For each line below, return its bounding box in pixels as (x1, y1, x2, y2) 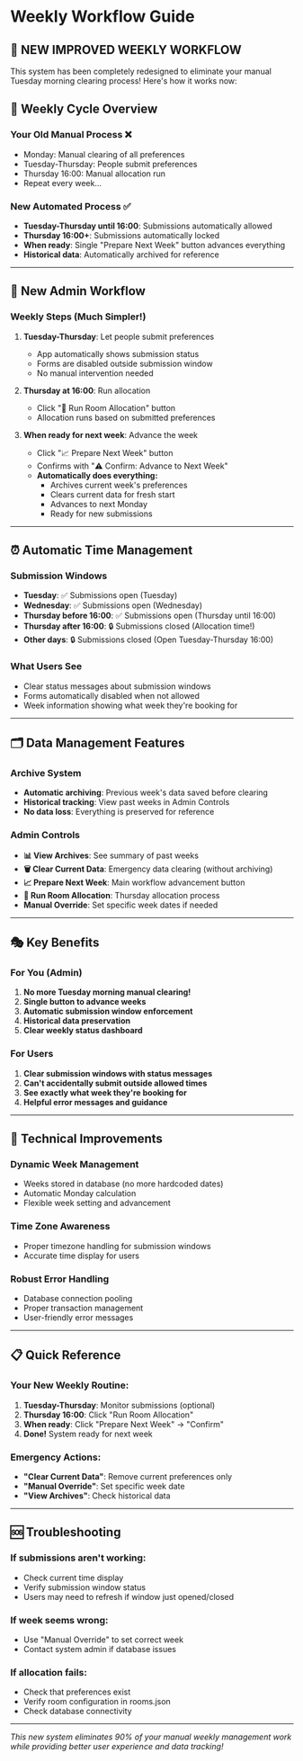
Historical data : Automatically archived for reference (22, 249, 219, 260)
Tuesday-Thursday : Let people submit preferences (22, 331, 215, 342)
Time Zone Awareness (10, 1220, 111, 1233)
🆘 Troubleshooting (10, 1524, 121, 1540)
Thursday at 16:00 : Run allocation (22, 385, 151, 396)
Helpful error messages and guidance (22, 1096, 168, 1107)
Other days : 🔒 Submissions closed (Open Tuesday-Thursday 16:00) (22, 634, 274, 645)
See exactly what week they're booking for (22, 1086, 187, 1098)
